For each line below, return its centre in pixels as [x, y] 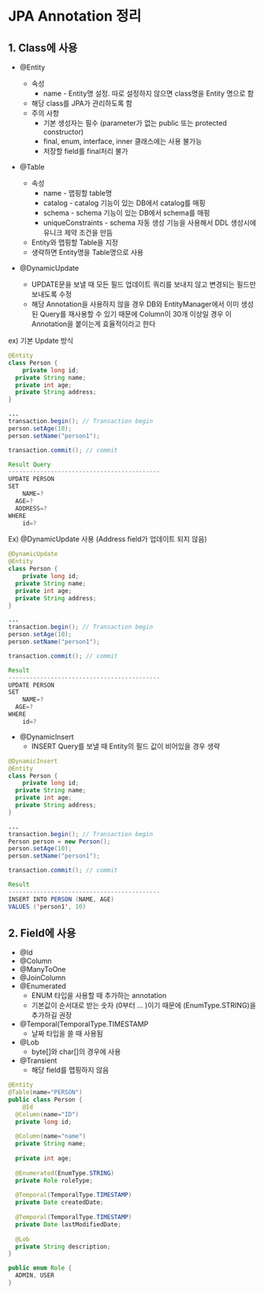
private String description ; [63, 1247]
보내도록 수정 [52, 294]
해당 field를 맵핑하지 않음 [70, 1070]
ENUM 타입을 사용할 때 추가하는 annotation [99, 996]
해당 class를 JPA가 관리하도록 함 [82, 103]
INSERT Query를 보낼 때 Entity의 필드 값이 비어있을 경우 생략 [126, 746]
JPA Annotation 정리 [75, 16]
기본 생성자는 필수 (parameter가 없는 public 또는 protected [135, 123]
